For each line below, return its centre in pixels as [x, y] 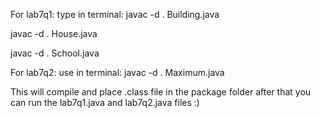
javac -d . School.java [55, 53]
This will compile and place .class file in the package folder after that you [161, 92]
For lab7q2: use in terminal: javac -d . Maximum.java [117, 72]
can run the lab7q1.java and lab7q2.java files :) [105, 102]
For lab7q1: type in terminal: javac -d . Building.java [115, 14]
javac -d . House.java [54, 33]
